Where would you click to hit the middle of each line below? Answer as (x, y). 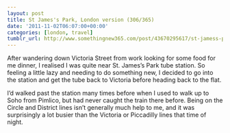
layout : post (26, 13)
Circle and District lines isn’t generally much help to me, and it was (101, 108)
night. (15, 122)
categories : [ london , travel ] (50, 32)
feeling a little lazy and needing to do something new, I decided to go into (110, 73)
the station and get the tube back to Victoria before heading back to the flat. (114, 80)
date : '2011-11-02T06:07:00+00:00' (58, 26)
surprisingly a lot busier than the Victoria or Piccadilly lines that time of (107, 115)
